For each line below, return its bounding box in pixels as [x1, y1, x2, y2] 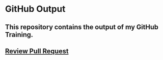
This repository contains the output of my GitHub [5, 23, 159, 31]
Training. [5, 30, 33, 39]
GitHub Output [5, 3, 66, 15]
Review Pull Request [5, 47, 69, 55]
